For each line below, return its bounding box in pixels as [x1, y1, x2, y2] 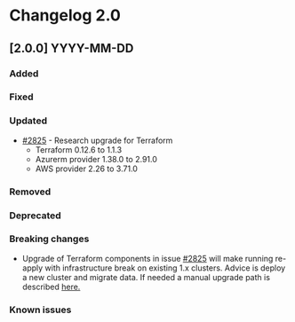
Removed [9, 185, 52, 198]
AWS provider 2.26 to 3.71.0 [35, 163, 138, 174]
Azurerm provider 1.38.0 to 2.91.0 [35, 153, 158, 164]
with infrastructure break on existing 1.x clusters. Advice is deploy [44, 263, 286, 273]
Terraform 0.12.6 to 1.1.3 [35, 144, 123, 155]
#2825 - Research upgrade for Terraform [21, 135, 173, 145]
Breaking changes [9, 232, 90, 245]
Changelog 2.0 [9, 5, 122, 26]
